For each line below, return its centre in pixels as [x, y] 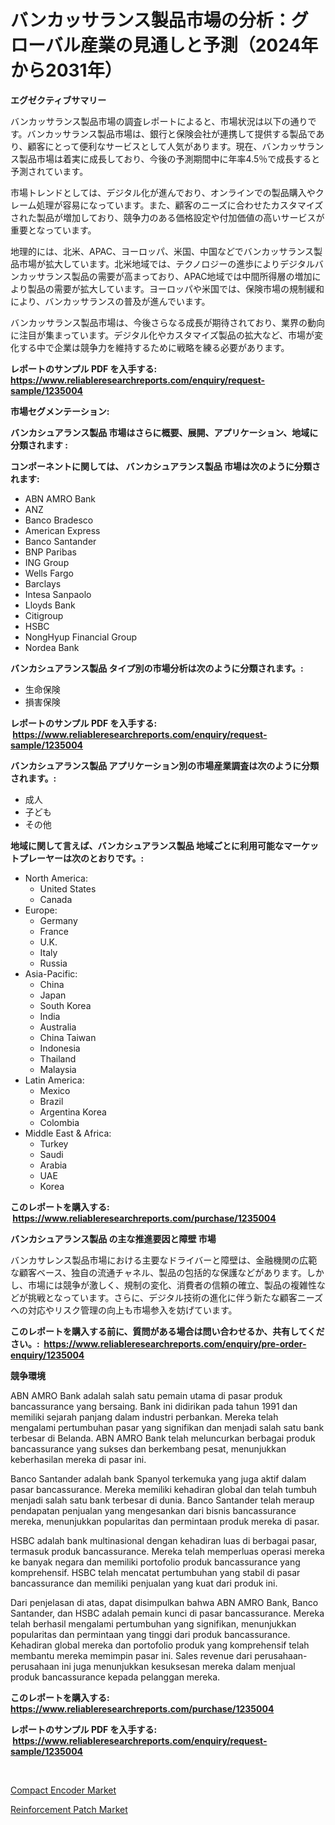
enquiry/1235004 [47, 1355]
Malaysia [58, 1069]
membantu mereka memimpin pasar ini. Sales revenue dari [131, 1655]
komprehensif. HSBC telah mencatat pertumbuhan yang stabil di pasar [155, 1572]
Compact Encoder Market [63, 1790]
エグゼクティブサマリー [58, 100]
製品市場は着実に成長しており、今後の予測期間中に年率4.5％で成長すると [169, 158]
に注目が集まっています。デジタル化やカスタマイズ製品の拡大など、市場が [162, 335]
